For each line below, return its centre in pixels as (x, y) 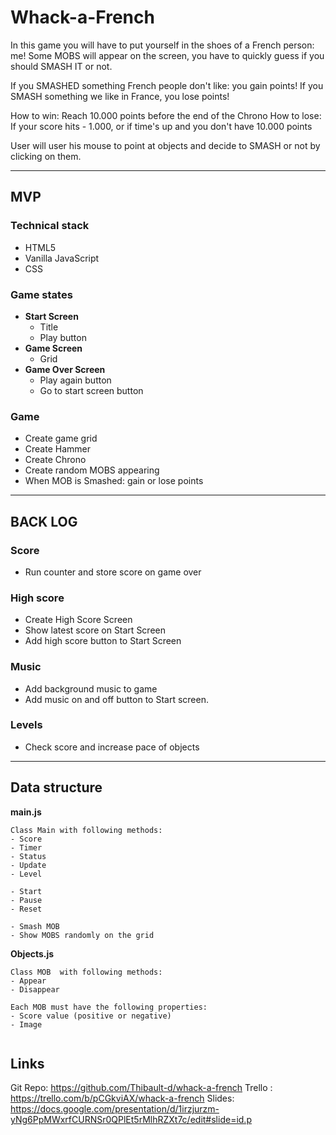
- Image (26, 1024)
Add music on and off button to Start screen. (116, 699)
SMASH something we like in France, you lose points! (120, 96)
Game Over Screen (65, 369)
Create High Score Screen (78, 620)
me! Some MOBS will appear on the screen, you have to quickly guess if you (167, 55)
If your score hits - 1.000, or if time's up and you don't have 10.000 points (161, 126)
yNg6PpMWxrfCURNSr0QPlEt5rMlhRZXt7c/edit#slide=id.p (131, 1120)
